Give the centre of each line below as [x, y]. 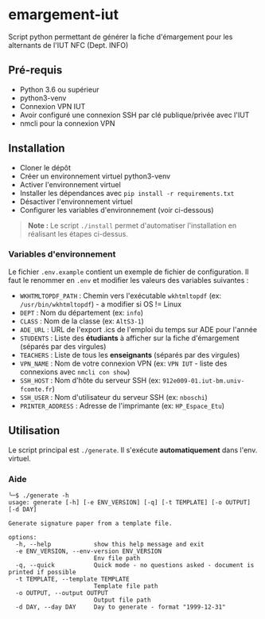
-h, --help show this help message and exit [110, 544]
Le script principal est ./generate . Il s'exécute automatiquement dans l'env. [133, 450]
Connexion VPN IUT [53, 106]
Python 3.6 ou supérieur [59, 89]
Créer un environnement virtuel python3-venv [95, 176]
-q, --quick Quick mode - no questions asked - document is [135, 565]
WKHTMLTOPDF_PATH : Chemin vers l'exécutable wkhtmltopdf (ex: [120, 296]
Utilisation [34, 431]
